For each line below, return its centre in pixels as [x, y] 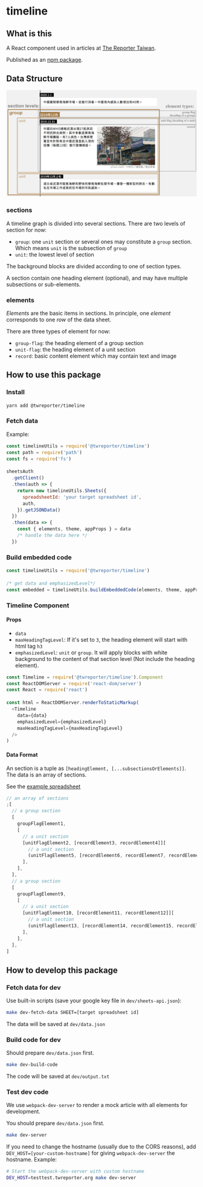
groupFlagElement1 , [42, 824]
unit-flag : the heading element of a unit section [75, 349]
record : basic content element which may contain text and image [96, 356]
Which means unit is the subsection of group [71, 248]
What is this [29, 34]
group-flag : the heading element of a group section [79, 343]
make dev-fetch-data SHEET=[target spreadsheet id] [72, 1013]
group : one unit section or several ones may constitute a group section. [103, 242]
